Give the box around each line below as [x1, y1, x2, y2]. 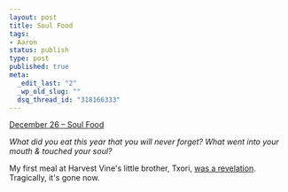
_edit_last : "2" [17, 79, 77, 88]
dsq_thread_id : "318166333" [17, 95, 121, 104]
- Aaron [9, 37, 38, 47]
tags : [9, 29, 29, 38]
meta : [9, 71, 29, 80]
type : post [9, 54, 50, 63]
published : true [9, 63, 69, 72]
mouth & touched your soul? [9, 146, 113, 157]
